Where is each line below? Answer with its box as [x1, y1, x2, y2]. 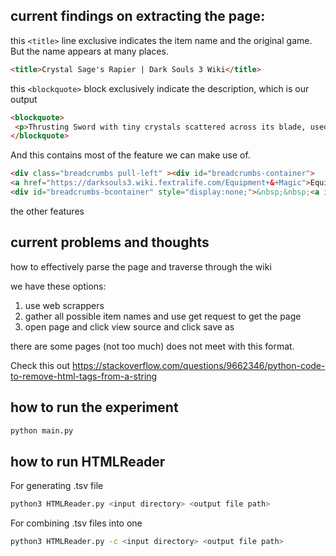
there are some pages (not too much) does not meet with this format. [10, 340, 295, 352]
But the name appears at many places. [10, 45, 169, 57]
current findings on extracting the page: [10, 8, 266, 25]
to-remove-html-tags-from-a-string [10, 370, 158, 382]
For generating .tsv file [10, 480, 104, 492]
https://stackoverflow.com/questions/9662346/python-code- [72, 359, 326, 371]
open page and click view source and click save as [24, 320, 235, 333]
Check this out [10, 359, 71, 371]
